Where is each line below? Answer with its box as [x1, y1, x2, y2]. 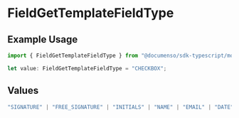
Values [7, 85, 39, 97]
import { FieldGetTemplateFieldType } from [7, 52, 139, 59]
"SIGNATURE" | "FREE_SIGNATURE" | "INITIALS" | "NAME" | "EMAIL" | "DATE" [7, 103, 234, 111]
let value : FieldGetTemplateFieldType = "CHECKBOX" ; [7, 65, 167, 72]
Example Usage [7, 33, 78, 45]
